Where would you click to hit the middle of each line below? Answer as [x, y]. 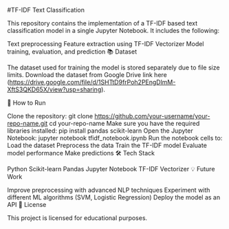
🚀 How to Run [26, 103]
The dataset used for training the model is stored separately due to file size [113, 67]
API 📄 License [27, 205]
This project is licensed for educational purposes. [77, 218]
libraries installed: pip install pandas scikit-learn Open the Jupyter [100, 131]
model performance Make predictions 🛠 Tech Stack [81, 153]
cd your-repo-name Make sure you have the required [124, 123]
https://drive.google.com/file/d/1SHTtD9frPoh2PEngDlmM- [92, 82]
